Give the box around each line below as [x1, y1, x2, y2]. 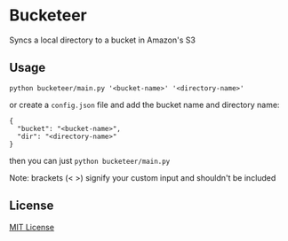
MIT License [9, 222, 55, 232]
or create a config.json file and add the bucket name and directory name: [9, 99, 280, 110]
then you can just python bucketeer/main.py [9, 155, 171, 166]
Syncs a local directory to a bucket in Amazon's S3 [9, 35, 196, 45]
